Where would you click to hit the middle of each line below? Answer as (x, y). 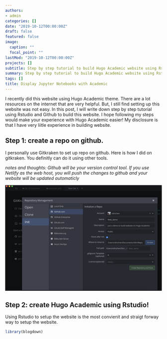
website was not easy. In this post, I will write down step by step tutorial (79, 109)
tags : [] (14, 79)
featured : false (22, 37)
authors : (14, 10)
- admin (13, 16)
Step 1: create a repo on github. (54, 141)
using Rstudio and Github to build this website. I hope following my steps (80, 114)
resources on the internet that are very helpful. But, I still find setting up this (83, 104)
